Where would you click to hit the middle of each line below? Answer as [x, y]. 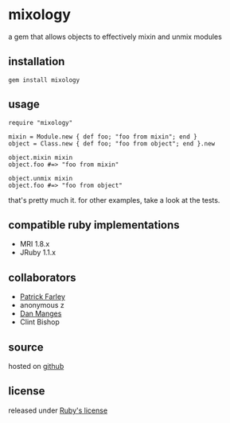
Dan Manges [41, 314]
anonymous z [42, 305]
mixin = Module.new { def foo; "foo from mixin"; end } [103, 137]
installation [37, 62]
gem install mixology [44, 80]
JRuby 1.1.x [38, 253]
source [26, 347]
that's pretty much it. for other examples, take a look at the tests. [114, 200]
